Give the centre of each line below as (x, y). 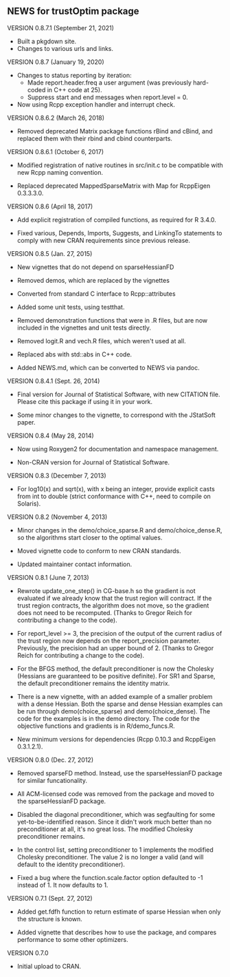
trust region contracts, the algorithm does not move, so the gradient (113, 605)
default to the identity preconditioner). (71, 864)
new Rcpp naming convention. (60, 172)
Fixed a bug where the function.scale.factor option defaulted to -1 (110, 877)
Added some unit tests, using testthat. (71, 307)
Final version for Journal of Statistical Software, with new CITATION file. (118, 394)
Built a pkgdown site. (47, 41)
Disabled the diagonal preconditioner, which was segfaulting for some (116, 814)
